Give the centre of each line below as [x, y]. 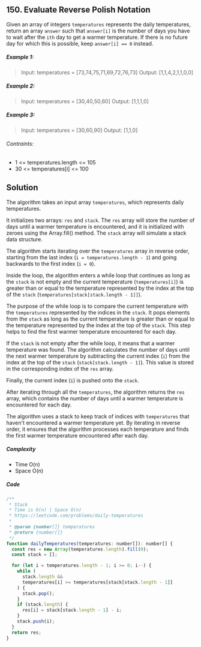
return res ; [27, 633]
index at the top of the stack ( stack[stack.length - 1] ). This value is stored [100, 362]
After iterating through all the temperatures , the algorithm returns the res [95, 392]
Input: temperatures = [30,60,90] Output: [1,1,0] [79, 130]
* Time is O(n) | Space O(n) [45, 510]
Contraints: [20, 144]
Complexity [21, 449]
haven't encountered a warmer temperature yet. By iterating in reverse [93, 423]
